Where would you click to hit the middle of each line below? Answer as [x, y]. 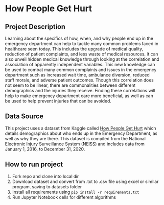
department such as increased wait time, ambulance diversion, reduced [77, 75]
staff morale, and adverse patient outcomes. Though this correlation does [80, 80]
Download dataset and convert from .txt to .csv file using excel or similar [85, 181]
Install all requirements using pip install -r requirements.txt [76, 192]
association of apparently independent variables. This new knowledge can [80, 64]
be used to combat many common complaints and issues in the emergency [81, 70]
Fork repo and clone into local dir [46, 176]
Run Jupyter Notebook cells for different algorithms [64, 197]
